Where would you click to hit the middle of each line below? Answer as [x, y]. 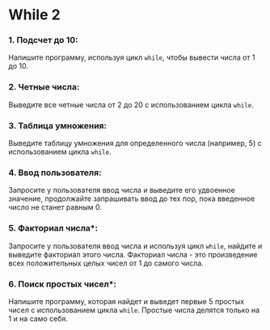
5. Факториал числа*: [53, 228]
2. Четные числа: [44, 87]
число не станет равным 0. [55, 207]
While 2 [34, 15]
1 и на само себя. [38, 318]
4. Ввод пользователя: [55, 173]
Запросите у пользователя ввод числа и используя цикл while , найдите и [135, 246]
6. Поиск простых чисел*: [63, 284]
